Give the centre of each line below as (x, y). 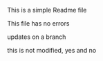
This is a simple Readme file (47, 10)
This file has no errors (38, 23)
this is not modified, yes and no (52, 50)
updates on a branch (37, 37)
